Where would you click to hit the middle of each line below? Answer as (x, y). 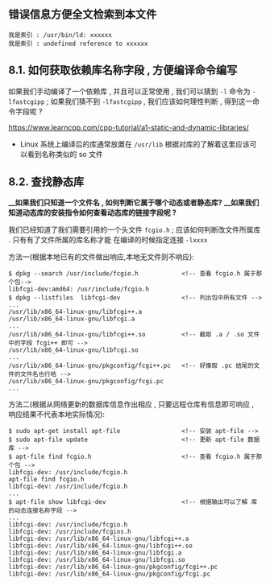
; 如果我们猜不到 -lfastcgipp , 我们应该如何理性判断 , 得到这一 (150, 101)
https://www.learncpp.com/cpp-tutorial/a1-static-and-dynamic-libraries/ (129, 127)
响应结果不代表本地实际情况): (57, 415)
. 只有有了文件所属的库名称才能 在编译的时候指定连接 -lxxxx (108, 240)
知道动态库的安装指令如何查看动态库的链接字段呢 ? (93, 213)
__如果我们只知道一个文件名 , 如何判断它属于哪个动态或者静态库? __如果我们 (134, 203)
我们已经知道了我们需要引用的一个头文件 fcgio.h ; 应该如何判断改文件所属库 (135, 230)
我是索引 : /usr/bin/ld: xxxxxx (60, 35)
